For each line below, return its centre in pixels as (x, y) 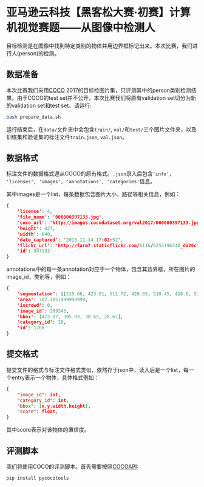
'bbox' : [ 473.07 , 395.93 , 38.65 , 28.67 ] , (70, 317)
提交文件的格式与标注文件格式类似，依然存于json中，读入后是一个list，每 (98, 370)
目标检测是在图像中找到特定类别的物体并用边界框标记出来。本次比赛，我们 (99, 46)
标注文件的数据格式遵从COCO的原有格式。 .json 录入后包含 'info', (89, 173)
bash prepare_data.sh (34, 117)
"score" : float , (38, 412)
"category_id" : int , (43, 400)
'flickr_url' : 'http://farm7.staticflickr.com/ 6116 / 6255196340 (99, 245)
